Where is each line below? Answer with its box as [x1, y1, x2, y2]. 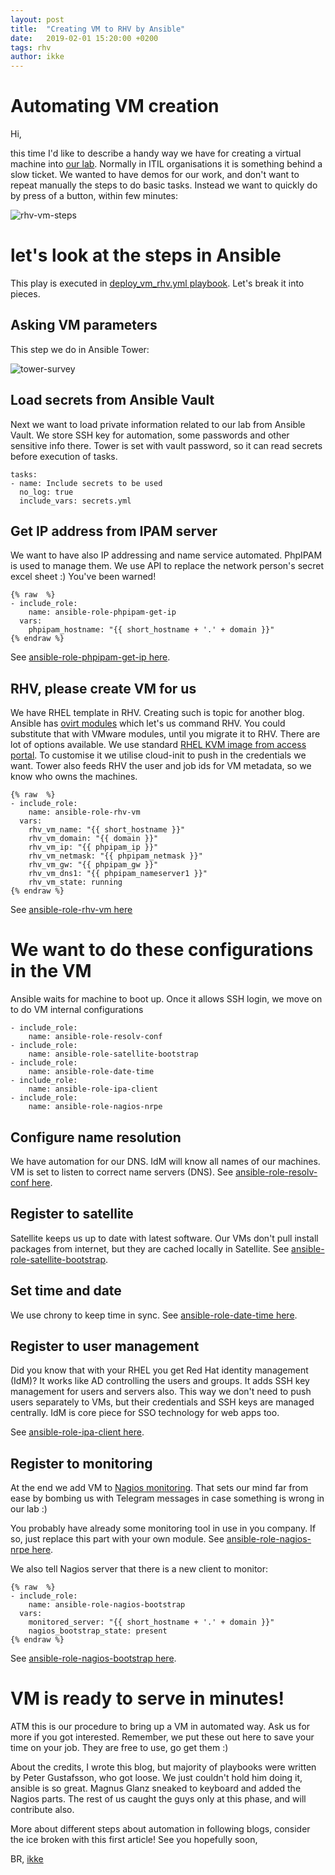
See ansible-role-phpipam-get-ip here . [10, 651, 171, 663]
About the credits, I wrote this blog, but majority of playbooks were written [10, 1761, 317, 1773]
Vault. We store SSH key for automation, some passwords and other [10, 429, 290, 441]
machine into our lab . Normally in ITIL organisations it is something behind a [10, 158, 323, 170]
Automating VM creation [10, 95, 220, 118]
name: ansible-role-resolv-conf [28, 1032, 163, 1042]
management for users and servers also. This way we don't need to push [10, 1386, 312, 1398]
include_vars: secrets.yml [19, 496, 132, 506]
